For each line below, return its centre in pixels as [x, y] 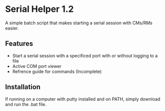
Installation [23, 87]
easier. [12, 28]
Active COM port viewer [37, 66]
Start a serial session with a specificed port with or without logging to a [85, 55]
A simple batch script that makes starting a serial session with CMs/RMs [79, 23]
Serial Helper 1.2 [40, 9]
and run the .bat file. [26, 104]
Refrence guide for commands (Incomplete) [57, 71]
